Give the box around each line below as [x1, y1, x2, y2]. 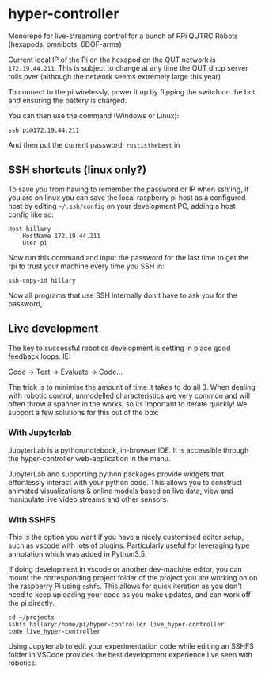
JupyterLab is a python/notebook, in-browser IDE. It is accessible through [8, 445, 249, 455]
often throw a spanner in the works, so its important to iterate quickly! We [8, 399, 248, 409]
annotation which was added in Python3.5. [8, 549, 147, 559]
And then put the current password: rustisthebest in [8, 140, 180, 149]
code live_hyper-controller [8, 628, 101, 636]
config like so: [8, 210, 54, 219]
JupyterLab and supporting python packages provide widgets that [8, 469, 225, 479]
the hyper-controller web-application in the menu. [8, 453, 171, 463]
